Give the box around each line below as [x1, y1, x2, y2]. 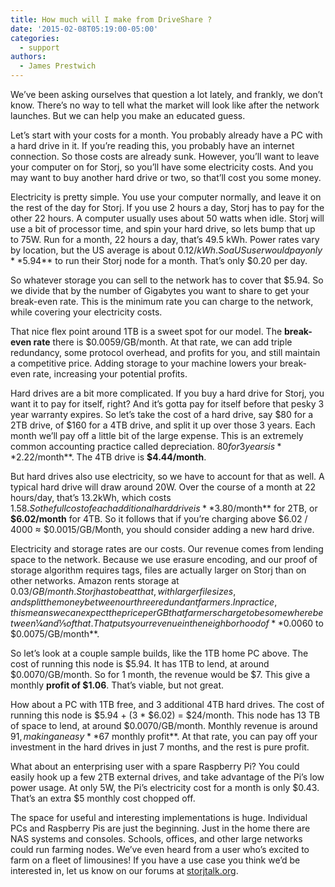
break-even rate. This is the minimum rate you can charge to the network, [10, 296, 314, 307]
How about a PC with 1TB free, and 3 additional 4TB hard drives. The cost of [10, 699, 325, 710]
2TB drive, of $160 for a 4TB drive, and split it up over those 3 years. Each [10, 419, 316, 431]
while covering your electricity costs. [10, 306, 163, 318]
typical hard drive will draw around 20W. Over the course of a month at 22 [10, 481, 317, 493]
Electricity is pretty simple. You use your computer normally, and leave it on [10, 191, 322, 203]
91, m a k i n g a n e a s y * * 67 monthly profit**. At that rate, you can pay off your [10, 731, 318, 742]
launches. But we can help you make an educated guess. [10, 110, 246, 121]
